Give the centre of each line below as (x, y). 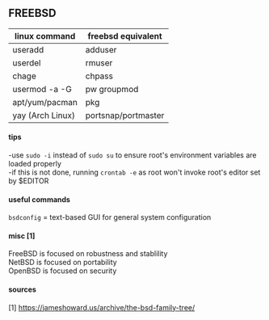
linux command (45, 36)
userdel (27, 62)
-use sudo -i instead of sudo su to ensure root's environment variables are (132, 155)
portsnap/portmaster (125, 115)
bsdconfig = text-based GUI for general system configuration (110, 217)
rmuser (99, 62)
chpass (99, 76)
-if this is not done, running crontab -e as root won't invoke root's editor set (134, 172)
